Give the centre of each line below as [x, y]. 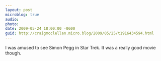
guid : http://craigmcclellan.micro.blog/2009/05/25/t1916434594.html [80, 33]
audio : [12, 19]
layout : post [19, 10]
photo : [12, 24]
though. [13, 53]
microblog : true [22, 15]
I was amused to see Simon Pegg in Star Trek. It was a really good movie [80, 48]
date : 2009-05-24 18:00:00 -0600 [40, 29]
